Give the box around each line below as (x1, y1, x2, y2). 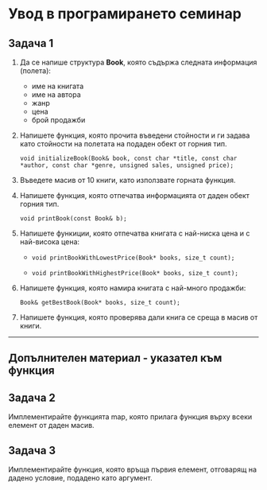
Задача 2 (8, 391, 56, 404)
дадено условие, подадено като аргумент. (8, 473, 153, 483)
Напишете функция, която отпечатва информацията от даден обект (19, 191, 250, 200)
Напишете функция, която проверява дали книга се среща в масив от (19, 313, 258, 322)
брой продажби (31, 115, 86, 124)
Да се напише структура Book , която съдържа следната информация (19, 57, 257, 67)
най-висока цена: (19, 237, 80, 247)
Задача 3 (8, 443, 56, 457)
